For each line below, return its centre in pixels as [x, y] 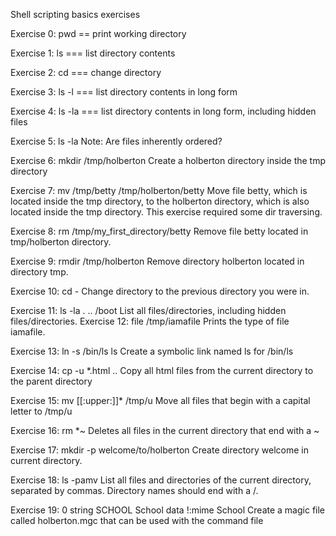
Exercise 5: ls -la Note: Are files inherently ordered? [116, 141]
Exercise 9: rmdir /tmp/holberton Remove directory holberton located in [157, 261]
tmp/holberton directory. [61, 242]
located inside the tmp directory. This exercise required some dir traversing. [166, 212]
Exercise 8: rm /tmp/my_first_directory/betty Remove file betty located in [159, 231]
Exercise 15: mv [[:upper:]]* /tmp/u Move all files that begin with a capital [160, 400]
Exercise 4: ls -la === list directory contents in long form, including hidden [163, 111]
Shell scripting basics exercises [75, 14]
